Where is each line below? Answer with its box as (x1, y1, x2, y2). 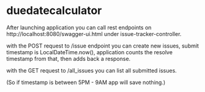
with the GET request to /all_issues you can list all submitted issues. (6, 66, 177, 74)
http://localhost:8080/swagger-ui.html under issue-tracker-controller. (6, 30, 182, 37)
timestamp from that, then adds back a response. (6, 55, 131, 62)
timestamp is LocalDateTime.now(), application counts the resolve (6, 48, 173, 55)
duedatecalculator (6, 4, 102, 18)
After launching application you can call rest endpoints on (6, 24, 152, 31)
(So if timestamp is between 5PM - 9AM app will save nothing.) (6, 79, 166, 86)
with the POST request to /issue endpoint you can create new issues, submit (6, 42, 199, 49)
